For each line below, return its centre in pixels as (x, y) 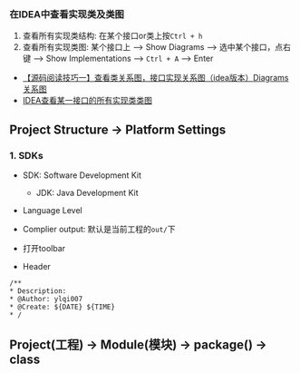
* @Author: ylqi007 (46, 299)
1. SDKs (26, 155)
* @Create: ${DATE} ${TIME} (63, 307)
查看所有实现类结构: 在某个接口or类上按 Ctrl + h (112, 36)
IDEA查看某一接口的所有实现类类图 (87, 101)
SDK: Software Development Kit (82, 175)
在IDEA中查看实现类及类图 (67, 14)
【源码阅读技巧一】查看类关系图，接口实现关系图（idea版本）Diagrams (155, 78)
